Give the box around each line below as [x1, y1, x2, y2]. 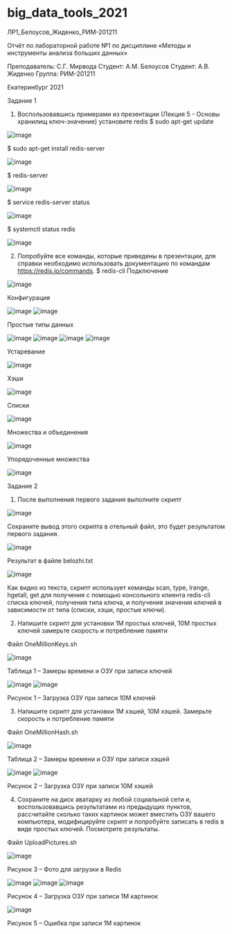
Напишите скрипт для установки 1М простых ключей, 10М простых [17, 619, 217, 627]
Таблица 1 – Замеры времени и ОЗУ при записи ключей [7, 667, 172, 675]
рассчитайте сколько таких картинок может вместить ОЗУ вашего [17, 810, 216, 818]
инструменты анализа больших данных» [7, 49, 128, 57]
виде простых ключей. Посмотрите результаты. [17, 824, 160, 833]
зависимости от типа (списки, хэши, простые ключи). [7, 606, 166, 614]
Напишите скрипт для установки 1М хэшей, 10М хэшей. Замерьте [17, 707, 213, 715]
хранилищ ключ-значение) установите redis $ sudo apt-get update [17, 117, 214, 126]
